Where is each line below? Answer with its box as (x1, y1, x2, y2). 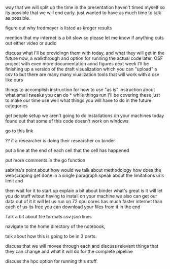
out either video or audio (5, 40, 57, 46)
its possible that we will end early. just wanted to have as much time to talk (5, 10, 161, 16)
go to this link (5, 128, 34, 134)
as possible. (5, 15, 30, 21)
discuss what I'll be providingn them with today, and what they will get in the (5, 50, 165, 56)
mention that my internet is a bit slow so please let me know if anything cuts (5, 35, 164, 41)
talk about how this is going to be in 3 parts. (5, 233, 97, 239)
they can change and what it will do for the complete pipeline (5, 248, 133, 254)
